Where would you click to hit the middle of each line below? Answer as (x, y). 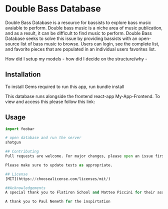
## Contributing (22, 151)
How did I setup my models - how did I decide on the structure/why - (76, 58)
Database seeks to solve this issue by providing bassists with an (71, 38)
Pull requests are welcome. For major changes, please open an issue (79, 156)
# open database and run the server (43, 138)
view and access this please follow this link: (50, 101)
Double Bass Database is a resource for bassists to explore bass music (78, 22)
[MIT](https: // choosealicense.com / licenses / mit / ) (58, 179)
